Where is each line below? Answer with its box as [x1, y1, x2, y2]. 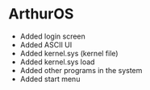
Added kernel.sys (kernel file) [19, 48, 119, 58]
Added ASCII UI [19, 39, 73, 49]
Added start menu [19, 74, 81, 84]
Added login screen [19, 31, 86, 41]
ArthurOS [8, 5, 74, 23]
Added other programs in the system [19, 65, 143, 75]
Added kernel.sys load [19, 57, 95, 67]
